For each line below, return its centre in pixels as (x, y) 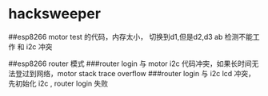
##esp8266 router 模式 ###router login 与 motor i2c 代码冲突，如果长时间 (130, 63)
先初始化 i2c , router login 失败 (58, 83)
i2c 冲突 (39, 46)
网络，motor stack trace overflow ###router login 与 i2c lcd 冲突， (146, 73)
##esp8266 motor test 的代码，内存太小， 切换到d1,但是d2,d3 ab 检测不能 (131, 36)
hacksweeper (55, 14)
